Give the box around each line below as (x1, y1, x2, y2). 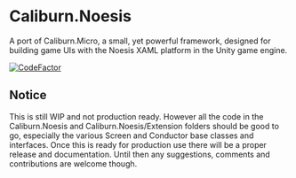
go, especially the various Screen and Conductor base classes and (9, 130, 254, 141)
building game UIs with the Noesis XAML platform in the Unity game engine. (9, 44, 288, 55)
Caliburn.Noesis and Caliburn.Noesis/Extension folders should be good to (9, 120, 280, 131)
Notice (9, 88, 47, 103)
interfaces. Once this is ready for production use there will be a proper (9, 139, 267, 150)
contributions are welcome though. (9, 158, 138, 169)
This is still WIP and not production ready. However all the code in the (9, 111, 264, 121)
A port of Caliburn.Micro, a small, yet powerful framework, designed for (9, 35, 271, 46)
